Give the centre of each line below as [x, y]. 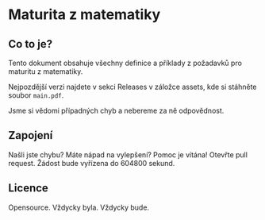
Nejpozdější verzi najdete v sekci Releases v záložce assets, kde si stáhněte [132, 87]
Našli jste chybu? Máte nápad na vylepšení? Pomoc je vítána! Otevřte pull [128, 154]
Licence [29, 188]
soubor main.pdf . [36, 95]
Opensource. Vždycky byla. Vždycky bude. [79, 207]
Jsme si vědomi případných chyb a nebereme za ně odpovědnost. [116, 110]
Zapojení [31, 135]
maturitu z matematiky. [46, 71]
